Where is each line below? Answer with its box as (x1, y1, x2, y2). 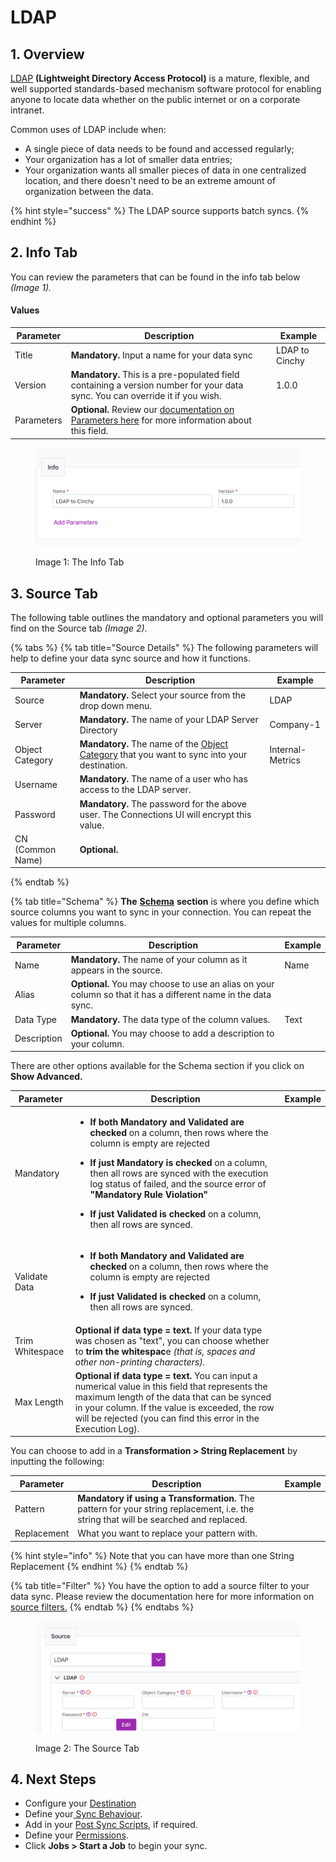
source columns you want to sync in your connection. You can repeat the (10, 906, 312, 918)
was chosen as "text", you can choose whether (74, 1334, 270, 1346)
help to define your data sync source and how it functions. (10, 652, 251, 664)
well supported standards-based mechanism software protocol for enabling (10, 83, 322, 95)
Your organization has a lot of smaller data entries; (24, 154, 233, 165)
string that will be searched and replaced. (77, 1514, 248, 1526)
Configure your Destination (24, 1797, 137, 1810)
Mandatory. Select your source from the (79, 689, 247, 701)
